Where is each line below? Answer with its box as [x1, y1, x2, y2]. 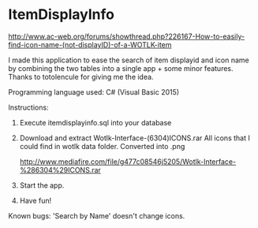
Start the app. [19, 180, 65, 190]
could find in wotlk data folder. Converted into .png [19, 141, 185, 151]
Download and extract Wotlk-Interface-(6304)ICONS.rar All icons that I [19, 133, 250, 143]
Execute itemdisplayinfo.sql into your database [19, 118, 172, 127]
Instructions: [8, 103, 49, 112]
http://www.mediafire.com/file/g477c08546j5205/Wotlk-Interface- [19, 156, 237, 166]
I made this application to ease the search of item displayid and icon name [8, 55, 250, 65]
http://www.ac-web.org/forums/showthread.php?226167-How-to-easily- [8, 32, 245, 41]
